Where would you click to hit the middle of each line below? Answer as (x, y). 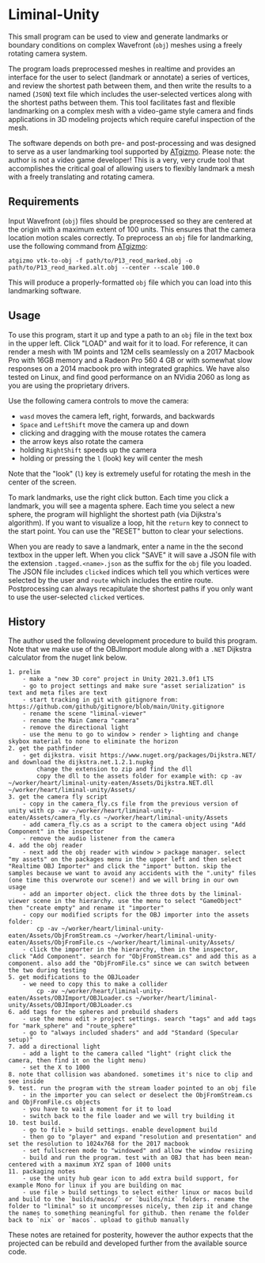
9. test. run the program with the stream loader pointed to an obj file (132, 1089)
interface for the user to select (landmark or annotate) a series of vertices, (129, 77)
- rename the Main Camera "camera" (81, 721)
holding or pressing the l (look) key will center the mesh (111, 458)
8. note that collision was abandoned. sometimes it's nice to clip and (131, 1075)
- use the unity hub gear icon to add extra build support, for (131, 1179)
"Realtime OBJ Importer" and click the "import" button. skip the (120, 867)
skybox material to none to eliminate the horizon (93, 742)
